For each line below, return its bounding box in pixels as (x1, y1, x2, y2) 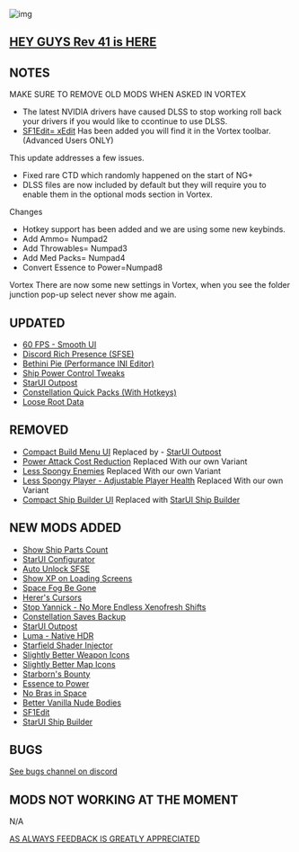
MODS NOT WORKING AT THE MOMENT (9, 792, 239, 807)
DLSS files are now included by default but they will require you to (22, 180, 267, 191)
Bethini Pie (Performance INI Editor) (22, 358, 154, 369)
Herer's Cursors (22, 592, 83, 603)
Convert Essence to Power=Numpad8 (22, 262, 163, 274)
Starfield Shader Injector (22, 640, 114, 650)
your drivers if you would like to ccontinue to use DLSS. (22, 116, 228, 127)
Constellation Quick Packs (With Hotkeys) (22, 387, 177, 398)
